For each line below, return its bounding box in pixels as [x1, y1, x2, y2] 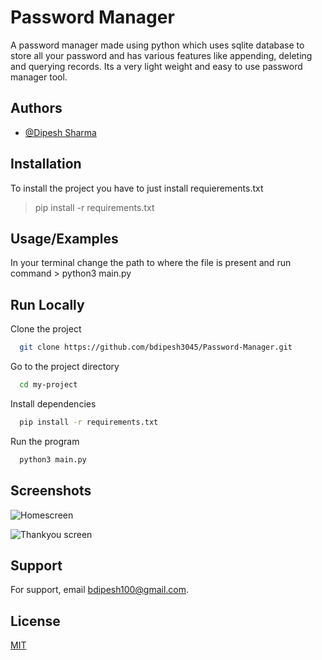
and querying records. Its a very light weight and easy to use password [10, 60, 303, 72]
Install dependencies [10, 397, 97, 410]
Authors [10, 100, 63, 117]
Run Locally [10, 296, 85, 313]
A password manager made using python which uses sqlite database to [10, 39, 305, 51]
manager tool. [10, 71, 68, 83]
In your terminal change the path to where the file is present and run [10, 257, 292, 269]
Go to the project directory [10, 361, 120, 373]
